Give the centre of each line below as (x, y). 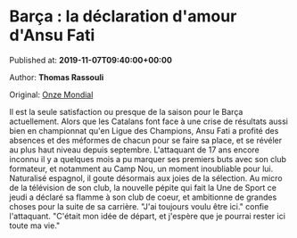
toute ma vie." (35, 226)
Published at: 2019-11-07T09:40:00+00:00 (91, 60)
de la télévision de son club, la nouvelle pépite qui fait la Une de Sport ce (143, 187)
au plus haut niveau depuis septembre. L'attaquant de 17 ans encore (135, 150)
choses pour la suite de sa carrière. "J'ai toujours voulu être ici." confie (139, 206)
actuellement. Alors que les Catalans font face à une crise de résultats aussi (148, 121)
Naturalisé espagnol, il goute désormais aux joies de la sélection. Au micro (146, 178)
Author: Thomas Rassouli (57, 77)
